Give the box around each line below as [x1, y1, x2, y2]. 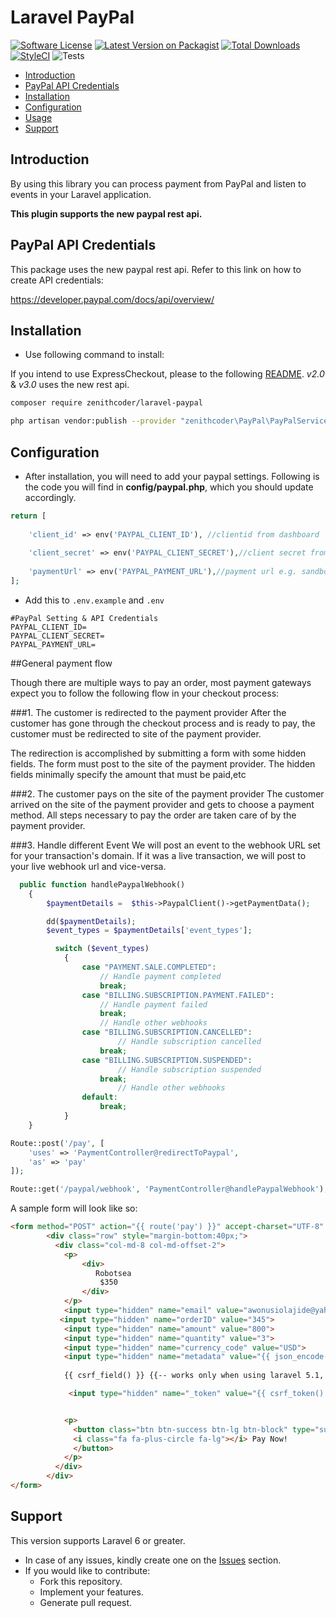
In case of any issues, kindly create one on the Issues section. [24, 1554, 282, 1566]
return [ [10, 511, 47, 521]
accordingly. [24, 491, 77, 503]
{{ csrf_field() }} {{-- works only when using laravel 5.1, [63, 1371, 325, 1381]
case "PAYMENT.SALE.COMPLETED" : [81, 962, 217, 973]
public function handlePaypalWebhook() [19, 879, 186, 890]
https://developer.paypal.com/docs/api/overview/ [10, 293, 215, 305]
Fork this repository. [39, 1575, 123, 1587]
